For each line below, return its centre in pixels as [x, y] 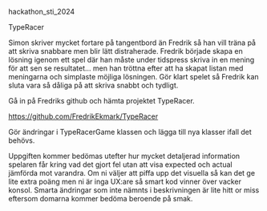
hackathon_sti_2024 [42, 12]
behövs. [22, 140]
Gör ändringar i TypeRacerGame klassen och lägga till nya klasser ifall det [130, 132]
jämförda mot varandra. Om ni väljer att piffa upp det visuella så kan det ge [131, 173]
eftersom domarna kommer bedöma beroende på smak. [101, 199]
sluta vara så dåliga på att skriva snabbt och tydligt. [93, 85]
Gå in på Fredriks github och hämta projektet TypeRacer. [101, 101]
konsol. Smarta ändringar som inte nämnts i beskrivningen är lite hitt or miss [134, 190]
